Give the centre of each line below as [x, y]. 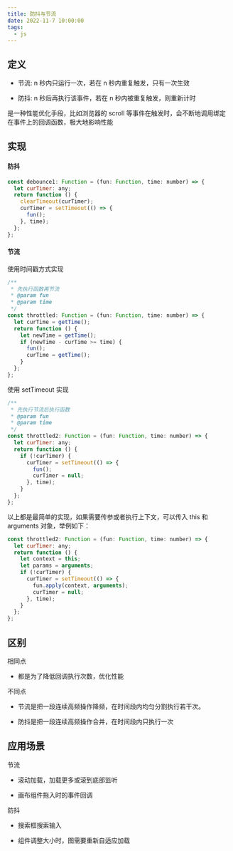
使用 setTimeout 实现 [38, 390]
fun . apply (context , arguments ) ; [81, 585]
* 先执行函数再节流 [35, 289]
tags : [15, 27]
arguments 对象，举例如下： [49, 526]
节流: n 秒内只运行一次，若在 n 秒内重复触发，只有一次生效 [104, 83]
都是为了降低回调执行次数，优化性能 [71, 677]
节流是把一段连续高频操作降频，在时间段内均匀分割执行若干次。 [111, 706]
